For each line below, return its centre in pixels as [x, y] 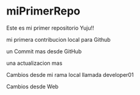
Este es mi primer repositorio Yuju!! [50, 28]
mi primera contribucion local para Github [58, 39]
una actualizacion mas [34, 63]
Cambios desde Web [33, 87]
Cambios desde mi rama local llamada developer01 [70, 74]
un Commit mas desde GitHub [44, 51]
